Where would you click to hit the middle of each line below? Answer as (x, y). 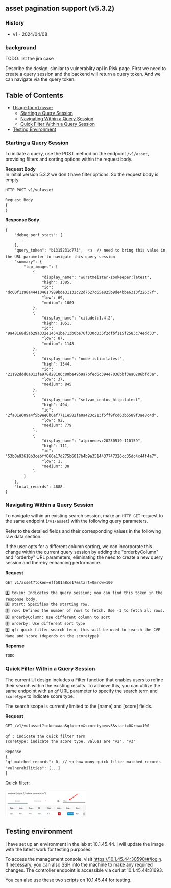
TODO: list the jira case (30, 58)
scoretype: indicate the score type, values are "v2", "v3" (71, 741)
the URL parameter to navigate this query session (60, 257)
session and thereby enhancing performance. (53, 563)
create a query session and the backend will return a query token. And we (83, 74)
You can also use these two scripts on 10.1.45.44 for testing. (68, 880)
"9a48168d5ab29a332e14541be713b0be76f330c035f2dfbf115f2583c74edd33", (82, 334)
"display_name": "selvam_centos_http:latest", (92, 400)
